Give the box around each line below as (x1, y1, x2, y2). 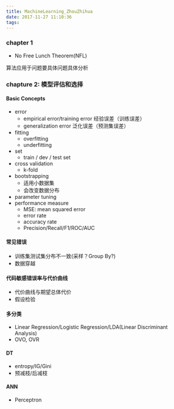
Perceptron (14, 396, 42, 403)
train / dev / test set (23, 153, 71, 161)
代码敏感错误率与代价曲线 (6, 274, 68, 281)
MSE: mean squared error (23, 205, 86, 212)
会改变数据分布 (23, 187, 60, 194)
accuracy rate (23, 218, 57, 225)
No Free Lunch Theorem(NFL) (14, 52, 87, 59)
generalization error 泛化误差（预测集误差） (23, 122, 129, 129)
